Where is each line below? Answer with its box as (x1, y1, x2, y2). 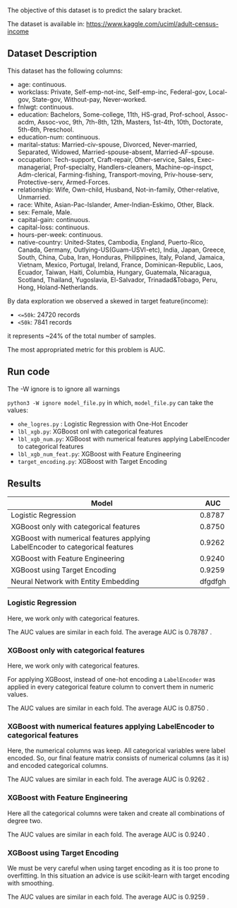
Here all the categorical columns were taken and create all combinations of (7, 809, 225, 817)
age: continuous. (17, 80, 67, 88)
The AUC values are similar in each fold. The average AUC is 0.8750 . (7, 704, 209, 713)
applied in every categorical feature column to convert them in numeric (7, 682, 214, 692)
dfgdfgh (200, 576, 226, 586)
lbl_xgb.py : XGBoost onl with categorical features (17, 427, 164, 436)
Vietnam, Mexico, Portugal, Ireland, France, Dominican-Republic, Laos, (17, 260, 224, 269)
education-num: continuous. (17, 132, 100, 141)
